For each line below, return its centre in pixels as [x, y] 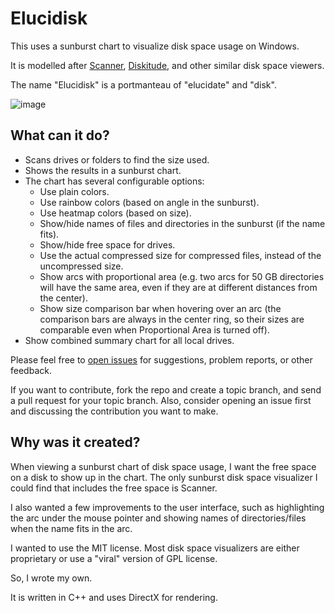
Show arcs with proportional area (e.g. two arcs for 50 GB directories [182, 276]
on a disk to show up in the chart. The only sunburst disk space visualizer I [164, 477]
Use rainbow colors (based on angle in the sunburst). [149, 202]
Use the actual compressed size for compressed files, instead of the [180, 255]
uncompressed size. [81, 266]
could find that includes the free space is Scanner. [114, 488]
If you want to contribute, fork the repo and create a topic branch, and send [166, 389]
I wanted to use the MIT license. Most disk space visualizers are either [155, 548]
